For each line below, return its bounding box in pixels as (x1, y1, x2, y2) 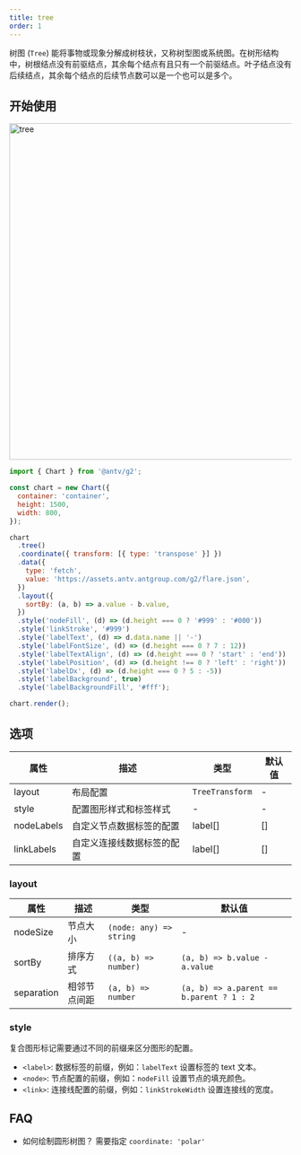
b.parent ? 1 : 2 (181, 993, 255, 1002)
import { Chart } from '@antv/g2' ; (9, 468, 142, 477)
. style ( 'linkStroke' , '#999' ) (17, 625, 130, 634)
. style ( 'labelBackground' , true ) (17, 675, 142, 684)
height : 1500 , (17, 500, 70, 509)
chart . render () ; (9, 699, 70, 709)
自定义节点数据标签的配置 (71, 819, 180, 832)
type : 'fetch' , (25, 566, 82, 575)
